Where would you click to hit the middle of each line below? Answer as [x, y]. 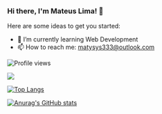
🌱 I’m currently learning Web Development [78, 39]
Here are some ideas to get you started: [64, 26]
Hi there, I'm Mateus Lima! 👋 [55, 11]
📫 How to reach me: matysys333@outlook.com [86, 47]
